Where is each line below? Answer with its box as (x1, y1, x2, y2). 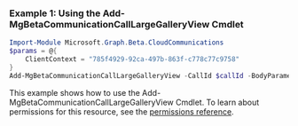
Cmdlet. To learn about (176, 97, 260, 107)
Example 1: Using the (9, 7, 101, 20)
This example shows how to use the (9, 87, 140, 98)
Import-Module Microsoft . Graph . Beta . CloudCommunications (9, 38, 224, 47)
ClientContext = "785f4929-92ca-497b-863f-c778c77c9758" (25, 55, 240, 64)
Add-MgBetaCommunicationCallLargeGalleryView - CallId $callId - (9, 71, 252, 80)
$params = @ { (9, 47, 58, 56)
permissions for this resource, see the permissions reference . (9, 106, 234, 117)
